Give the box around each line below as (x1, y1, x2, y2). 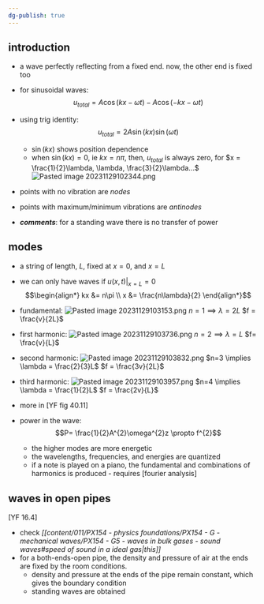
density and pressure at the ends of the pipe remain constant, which (31, 570, 254, 580)
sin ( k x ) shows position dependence (31, 144, 149, 154)
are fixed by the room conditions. (19, 561, 128, 571)
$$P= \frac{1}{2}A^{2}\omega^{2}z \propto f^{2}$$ (54, 428, 222, 438)
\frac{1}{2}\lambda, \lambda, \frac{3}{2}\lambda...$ (31, 163, 199, 172)
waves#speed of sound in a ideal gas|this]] (19, 545, 162, 554)
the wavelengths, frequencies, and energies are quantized (31, 452, 221, 462)
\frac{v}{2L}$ (19, 314, 65, 324)
